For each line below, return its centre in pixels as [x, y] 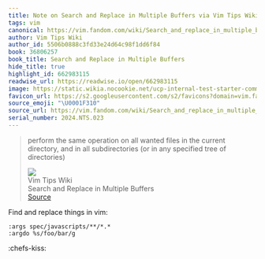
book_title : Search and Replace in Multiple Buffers [97, 60]
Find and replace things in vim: [58, 212]
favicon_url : [30, 96]
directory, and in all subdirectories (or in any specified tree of [127, 148]
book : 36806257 [33, 52]
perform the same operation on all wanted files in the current [126, 140]
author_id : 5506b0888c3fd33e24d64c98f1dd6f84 [84, 45]
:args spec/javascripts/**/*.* [60, 226]
